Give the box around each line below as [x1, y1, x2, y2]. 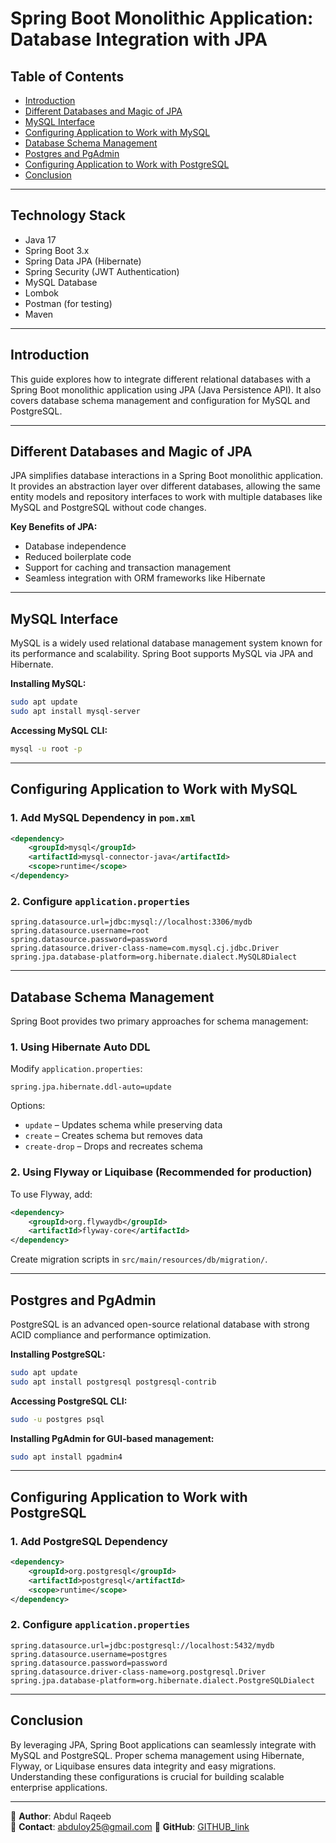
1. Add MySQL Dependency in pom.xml [10, 811, 197, 825]
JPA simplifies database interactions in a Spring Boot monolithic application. [10, 470, 324, 482]
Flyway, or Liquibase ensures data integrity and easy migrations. [10, 1760, 277, 1772]
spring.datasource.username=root [10, 926, 150, 936]
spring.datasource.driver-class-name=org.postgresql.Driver [10, 1667, 267, 1677]
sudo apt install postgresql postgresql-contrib [10, 1377, 217, 1387]
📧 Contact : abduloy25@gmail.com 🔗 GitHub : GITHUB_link [10, 1820, 250, 1832]
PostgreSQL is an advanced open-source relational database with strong [10, 1318, 310, 1330]
